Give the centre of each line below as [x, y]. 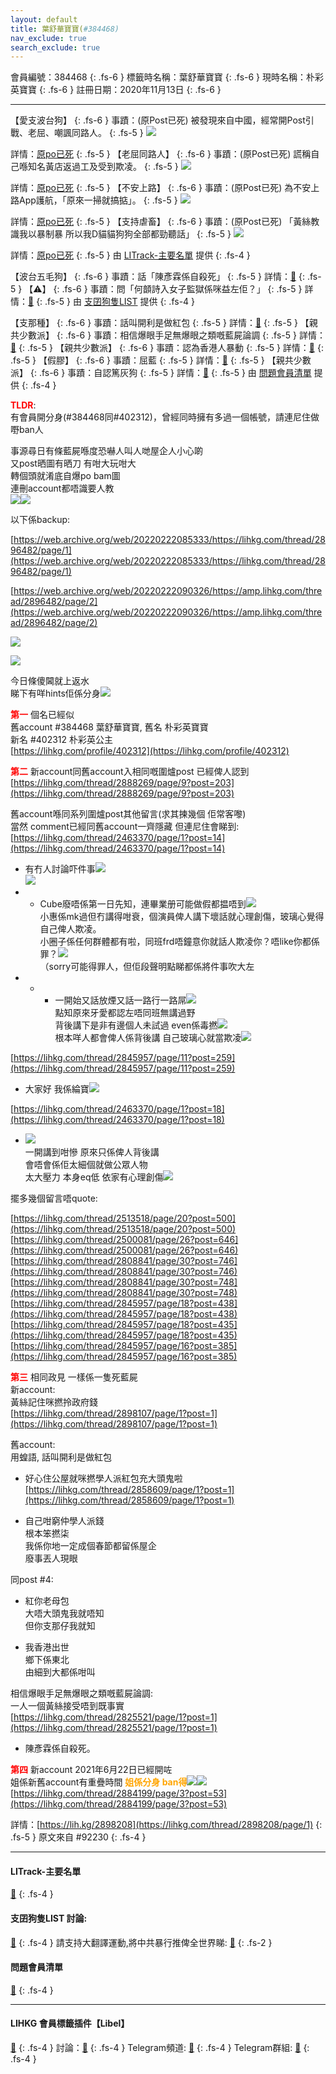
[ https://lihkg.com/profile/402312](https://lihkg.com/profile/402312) [150, 751]
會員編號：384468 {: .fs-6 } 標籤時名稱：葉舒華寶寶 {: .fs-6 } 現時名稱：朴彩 [167, 77]
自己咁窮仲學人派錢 [64, 1521]
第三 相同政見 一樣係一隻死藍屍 [74, 1377]
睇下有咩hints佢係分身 [55, 693]
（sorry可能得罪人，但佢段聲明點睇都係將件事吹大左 [147, 967]
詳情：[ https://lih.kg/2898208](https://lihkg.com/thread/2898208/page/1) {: [166, 1825]
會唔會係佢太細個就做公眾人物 [86, 1165]
